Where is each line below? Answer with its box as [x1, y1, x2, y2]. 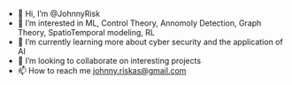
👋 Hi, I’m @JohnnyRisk [17, 9, 100, 19]
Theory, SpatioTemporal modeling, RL [17, 27, 155, 37]
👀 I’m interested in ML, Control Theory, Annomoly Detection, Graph [17, 18, 262, 28]
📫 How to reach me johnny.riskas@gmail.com [17, 66, 187, 75]
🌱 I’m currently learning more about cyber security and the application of [17, 36, 283, 47]
